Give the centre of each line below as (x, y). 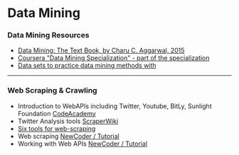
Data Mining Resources (48, 35)
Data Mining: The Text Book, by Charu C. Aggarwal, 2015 (101, 50)
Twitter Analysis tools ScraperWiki (68, 121)
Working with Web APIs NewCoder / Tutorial (83, 144)
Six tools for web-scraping (57, 128)
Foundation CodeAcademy (57, 113)
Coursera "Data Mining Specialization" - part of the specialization (113, 58)
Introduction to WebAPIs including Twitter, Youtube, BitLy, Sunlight (115, 106)
